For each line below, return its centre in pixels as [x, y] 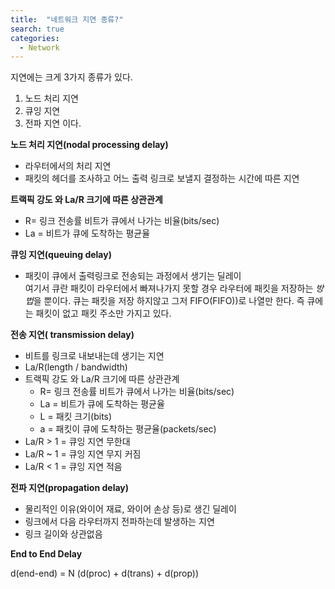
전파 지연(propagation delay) [70, 488]
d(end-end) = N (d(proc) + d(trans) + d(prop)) [105, 573]
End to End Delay [46, 554]
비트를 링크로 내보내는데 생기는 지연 [94, 356]
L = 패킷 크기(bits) [76, 417]
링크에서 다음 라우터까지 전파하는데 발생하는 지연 [119, 522]
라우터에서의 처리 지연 [68, 166]
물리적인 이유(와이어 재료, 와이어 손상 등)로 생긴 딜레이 [130, 509]
